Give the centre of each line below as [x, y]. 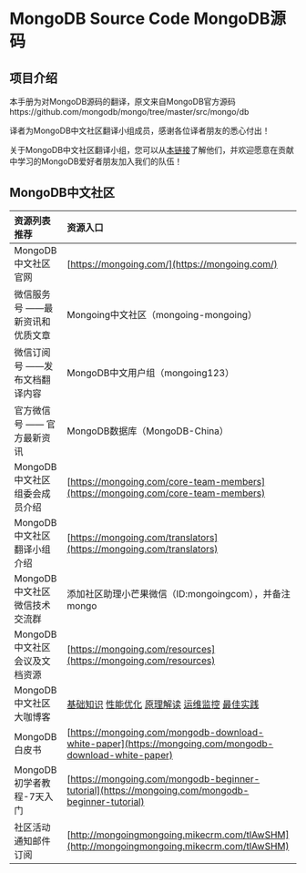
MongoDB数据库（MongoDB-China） [148, 431]
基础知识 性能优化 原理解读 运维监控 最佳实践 [163, 704]
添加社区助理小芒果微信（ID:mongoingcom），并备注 [179, 593]
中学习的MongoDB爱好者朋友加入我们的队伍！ [96, 161]
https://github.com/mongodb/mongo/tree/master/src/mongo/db [129, 112]
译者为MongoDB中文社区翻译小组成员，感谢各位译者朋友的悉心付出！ [140, 130]
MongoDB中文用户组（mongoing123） [151, 373]
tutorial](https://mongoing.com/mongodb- [158, 790]
